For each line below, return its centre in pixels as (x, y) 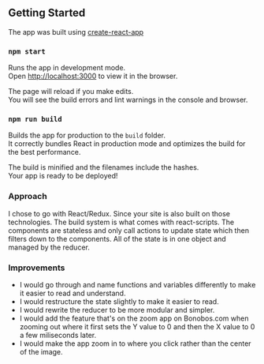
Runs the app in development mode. (67, 68)
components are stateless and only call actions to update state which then (129, 230)
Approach (28, 197)
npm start (27, 51)
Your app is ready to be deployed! (63, 176)
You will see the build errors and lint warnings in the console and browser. (128, 100)
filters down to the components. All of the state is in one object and (117, 238)
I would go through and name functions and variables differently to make (138, 285)
